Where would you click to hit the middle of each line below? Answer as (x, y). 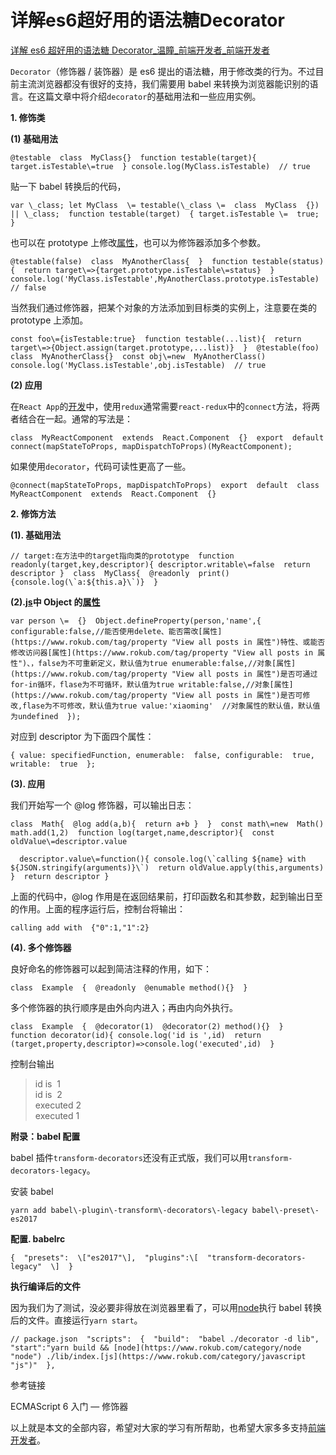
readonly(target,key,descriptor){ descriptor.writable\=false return (160, 564)
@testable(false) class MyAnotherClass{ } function (129, 261)
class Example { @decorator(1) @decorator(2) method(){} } (147, 1026)
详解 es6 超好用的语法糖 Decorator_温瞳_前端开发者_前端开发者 (140, 50)
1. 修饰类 (28, 117)
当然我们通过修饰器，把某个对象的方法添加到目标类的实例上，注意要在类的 (163, 307)
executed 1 (57, 1115)
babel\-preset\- (285, 1210)
